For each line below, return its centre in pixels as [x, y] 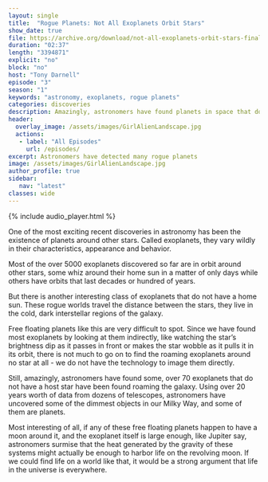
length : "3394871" [39, 53]
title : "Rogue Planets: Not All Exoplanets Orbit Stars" [106, 23]
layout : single [33, 16]
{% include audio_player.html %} [62, 216]
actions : [30, 134]
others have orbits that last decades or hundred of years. [102, 280]
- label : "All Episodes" [60, 141]
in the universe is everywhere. [58, 469]
